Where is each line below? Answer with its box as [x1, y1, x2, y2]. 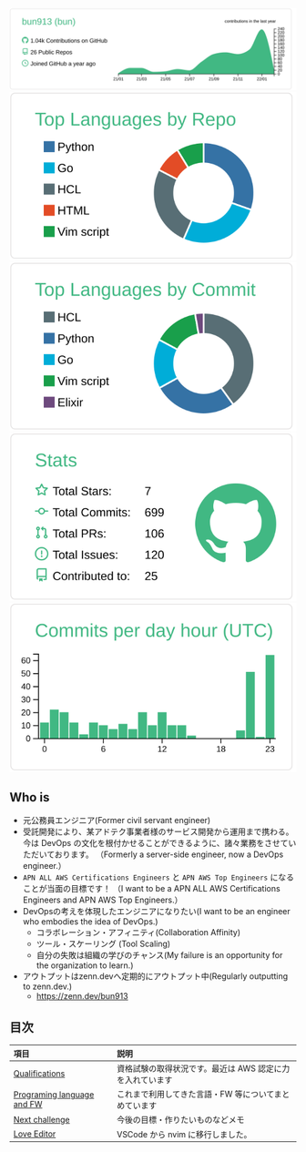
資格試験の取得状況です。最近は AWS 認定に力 [117, 1063, 291, 1074]
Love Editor [13, 1128, 56, 1139]
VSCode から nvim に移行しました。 [117, 1128, 252, 1139]
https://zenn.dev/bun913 [36, 991, 129, 1002]
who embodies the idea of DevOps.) [22, 916, 158, 927]
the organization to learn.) [36, 960, 134, 971]
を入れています [117, 1074, 173, 1085]
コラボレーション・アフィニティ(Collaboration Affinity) [36, 927, 241, 938]
